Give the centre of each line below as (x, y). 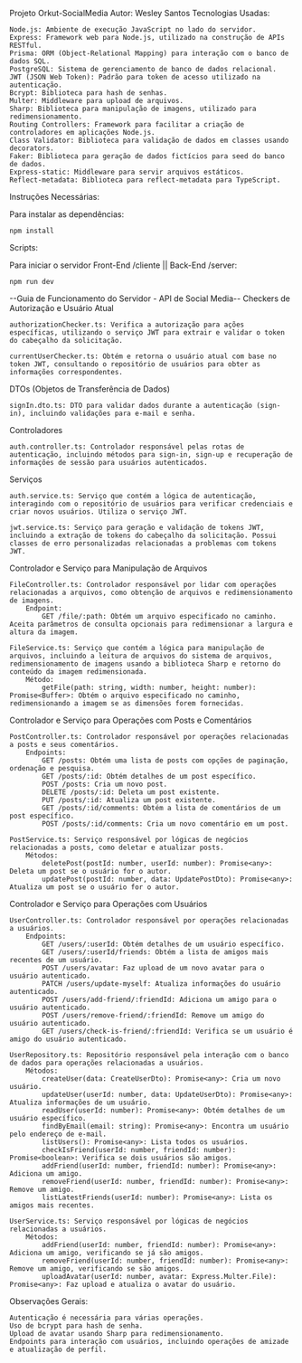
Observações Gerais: (49, 1301)
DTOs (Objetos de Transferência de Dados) (90, 389)
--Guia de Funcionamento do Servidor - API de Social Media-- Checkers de (150, 298)
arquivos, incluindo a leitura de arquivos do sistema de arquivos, (141, 656)
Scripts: (24, 247)
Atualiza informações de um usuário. (80, 1103)
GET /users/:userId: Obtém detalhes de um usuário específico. (163, 944)
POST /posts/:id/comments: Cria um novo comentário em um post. (165, 824)
